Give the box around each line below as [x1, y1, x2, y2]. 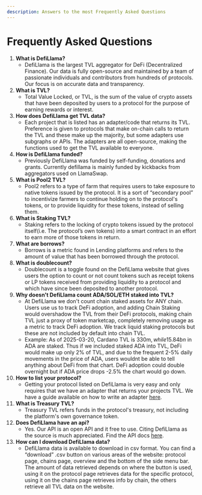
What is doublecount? [15, 259, 72, 266]
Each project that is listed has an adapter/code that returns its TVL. [24, 118, 191, 126]
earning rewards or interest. [24, 106, 94, 113]
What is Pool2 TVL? [15, 176, 66, 183]
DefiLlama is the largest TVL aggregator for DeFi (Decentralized [24, 61, 183, 68]
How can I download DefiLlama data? [15, 438, 111, 445]
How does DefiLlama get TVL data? [15, 112, 106, 119]
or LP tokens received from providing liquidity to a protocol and [24, 278, 182, 286]
